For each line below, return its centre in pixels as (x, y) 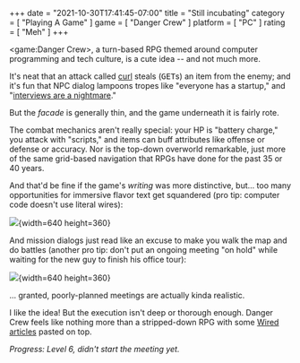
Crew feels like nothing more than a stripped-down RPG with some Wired (144, 322)
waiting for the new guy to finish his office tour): (98, 259)
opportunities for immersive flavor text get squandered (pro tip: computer (145, 195)
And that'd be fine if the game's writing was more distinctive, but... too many (150, 186)
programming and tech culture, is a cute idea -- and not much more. (135, 59)
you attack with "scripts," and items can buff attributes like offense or (137, 139)
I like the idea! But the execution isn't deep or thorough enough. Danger (141, 312)
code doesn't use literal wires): (66, 204)
